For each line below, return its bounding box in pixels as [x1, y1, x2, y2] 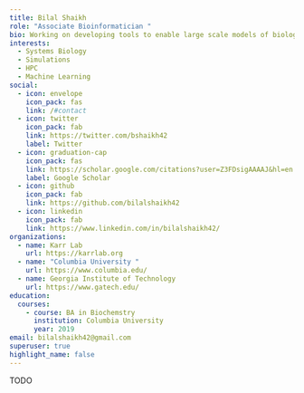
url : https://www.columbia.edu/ [25, 266, 147, 275]
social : [9, 81, 39, 90]
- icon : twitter [17, 114, 79, 123]
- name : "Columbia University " [17, 257, 140, 267]
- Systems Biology [17, 47, 88, 56]
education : [9, 291, 51, 300]
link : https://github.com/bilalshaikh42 [25, 198, 180, 208]
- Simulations [17, 55, 71, 64]
